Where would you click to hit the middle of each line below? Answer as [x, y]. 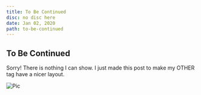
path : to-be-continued [35, 29]
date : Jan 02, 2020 [31, 23]
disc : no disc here [31, 18]
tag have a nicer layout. [35, 74]
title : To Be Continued [36, 12]
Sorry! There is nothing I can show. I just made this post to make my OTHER [100, 68]
